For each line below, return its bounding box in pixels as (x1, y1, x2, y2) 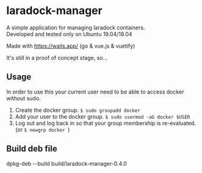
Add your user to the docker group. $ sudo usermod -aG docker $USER (15, 112, 190, 120)
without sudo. (6, 94, 41, 101)
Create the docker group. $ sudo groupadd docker (15, 106, 140, 114)
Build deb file (6, 144, 57, 154)
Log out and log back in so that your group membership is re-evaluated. (15, 119, 197, 127)
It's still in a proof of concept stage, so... (6, 54, 108, 61)
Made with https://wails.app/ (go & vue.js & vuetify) (6, 42, 135, 50)
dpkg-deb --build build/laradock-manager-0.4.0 (6, 160, 127, 167)
